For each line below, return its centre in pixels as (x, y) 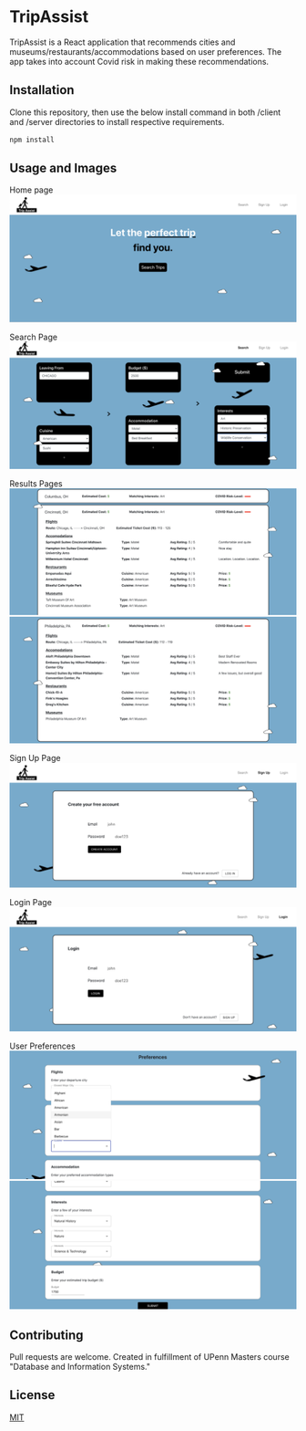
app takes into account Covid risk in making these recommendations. (139, 61)
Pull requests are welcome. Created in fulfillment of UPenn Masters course (149, 1357)
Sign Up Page (35, 757)
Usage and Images (63, 168)
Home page (31, 190)
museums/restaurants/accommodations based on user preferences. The (146, 51)
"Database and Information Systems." (80, 1367)
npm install (32, 140)
